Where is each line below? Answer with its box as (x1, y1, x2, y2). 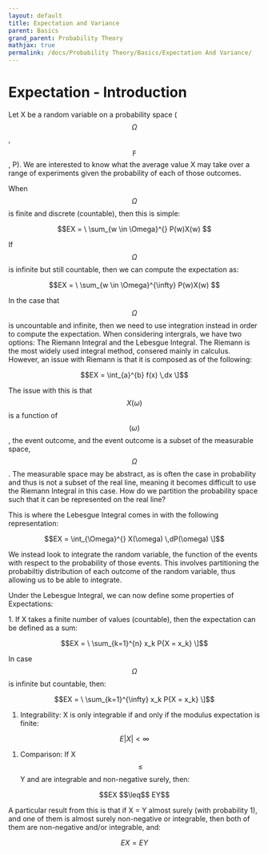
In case (8, 653, 33, 664)
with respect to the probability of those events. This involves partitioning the (8, 557, 260, 568)
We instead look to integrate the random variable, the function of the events (8, 549, 258, 559)
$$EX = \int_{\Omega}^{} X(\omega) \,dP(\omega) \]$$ (43, 533, 226, 544)
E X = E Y (120, 837, 149, 848)
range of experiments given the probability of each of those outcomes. (8, 168, 242, 178)
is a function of (8, 410, 58, 420)
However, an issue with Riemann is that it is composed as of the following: (8, 354, 252, 364)
